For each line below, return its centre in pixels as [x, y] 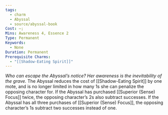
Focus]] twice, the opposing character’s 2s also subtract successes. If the [82, 97]
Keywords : [16, 43]
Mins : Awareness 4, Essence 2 [37, 33]
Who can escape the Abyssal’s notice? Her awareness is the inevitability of [84, 76]
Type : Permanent [22, 38]
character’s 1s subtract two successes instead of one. [61, 108]
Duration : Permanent [27, 52]
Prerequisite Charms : [28, 57]
